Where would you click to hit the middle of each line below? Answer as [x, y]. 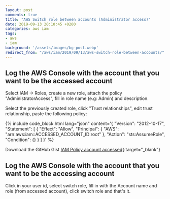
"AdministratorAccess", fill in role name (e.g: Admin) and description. [77, 98]
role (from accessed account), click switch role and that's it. [68, 191]
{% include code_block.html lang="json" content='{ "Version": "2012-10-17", [85, 124]
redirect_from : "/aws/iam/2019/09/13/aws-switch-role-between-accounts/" [85, 52]
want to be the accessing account [60, 173]
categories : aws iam [27, 29]
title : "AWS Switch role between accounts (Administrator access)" [78, 19]
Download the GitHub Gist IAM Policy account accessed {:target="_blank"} [83, 150]
